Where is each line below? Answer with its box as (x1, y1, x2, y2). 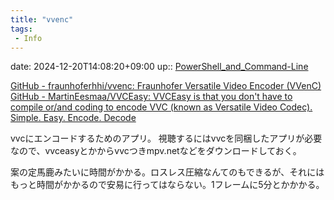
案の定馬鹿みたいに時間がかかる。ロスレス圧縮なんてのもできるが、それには (10, 166, 325, 178)
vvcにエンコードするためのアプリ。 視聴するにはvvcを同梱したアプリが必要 (10, 132, 323, 145)
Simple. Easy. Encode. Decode (10, 112, 137, 124)
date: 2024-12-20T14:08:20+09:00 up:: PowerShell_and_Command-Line (10, 61, 309, 73)
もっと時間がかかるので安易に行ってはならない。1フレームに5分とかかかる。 (10, 179, 325, 191)
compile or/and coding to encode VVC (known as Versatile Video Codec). (10, 101, 313, 113)
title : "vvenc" (10, 14, 74, 25)
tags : (10, 24, 33, 34)
